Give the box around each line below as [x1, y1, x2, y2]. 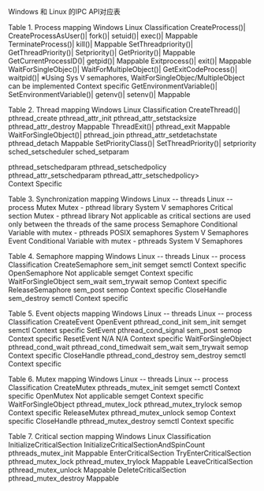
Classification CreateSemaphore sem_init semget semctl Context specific [8, 260, 247, 269]
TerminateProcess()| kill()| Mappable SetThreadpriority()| [8, 39, 193, 49]
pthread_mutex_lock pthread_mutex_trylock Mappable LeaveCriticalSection [8, 457, 254, 466]
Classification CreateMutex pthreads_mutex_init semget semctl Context [8, 383, 240, 392]
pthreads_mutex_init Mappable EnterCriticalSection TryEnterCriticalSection [8, 448, 252, 458]
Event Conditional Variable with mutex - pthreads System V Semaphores [8, 236, 243, 245]
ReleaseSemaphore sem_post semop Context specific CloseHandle [8, 285, 227, 294]
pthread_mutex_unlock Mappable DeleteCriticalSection [8, 465, 187, 474]
